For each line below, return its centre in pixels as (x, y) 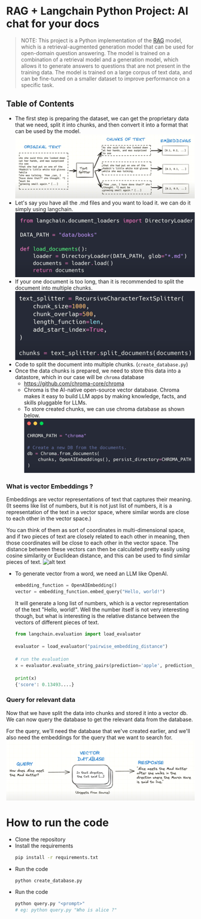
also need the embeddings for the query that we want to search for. (89, 737)
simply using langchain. (44, 209)
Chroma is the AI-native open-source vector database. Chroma (101, 390)
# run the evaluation (42, 659)
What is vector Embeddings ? (50, 486)
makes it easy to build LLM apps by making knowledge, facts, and (105, 396)
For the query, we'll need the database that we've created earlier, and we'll (98, 731)
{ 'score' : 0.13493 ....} (45, 684)
